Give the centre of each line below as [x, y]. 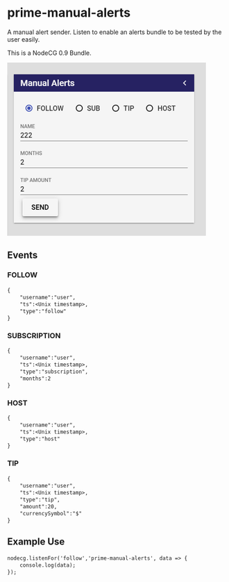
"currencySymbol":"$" [51, 513]
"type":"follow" [43, 311]
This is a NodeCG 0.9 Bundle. [49, 53]
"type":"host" [40, 439]
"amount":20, [39, 506]
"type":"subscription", [54, 372]
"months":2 [35, 379]
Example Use [36, 541]
